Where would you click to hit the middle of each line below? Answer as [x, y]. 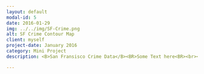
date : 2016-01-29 [28, 23]
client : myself [25, 40]
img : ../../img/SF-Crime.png [43, 29]
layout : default [27, 12]
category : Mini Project [36, 51]
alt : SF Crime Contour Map [40, 34]
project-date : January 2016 [42, 46]
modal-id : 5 [21, 17]
